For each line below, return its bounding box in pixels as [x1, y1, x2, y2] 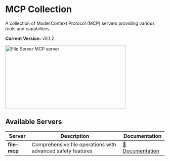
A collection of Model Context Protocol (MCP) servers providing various [5, 20, 155, 26]
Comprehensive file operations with [31, 141, 116, 148]
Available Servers [5, 118, 62, 126]
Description [60, 132, 90, 139]
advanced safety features [31, 147, 93, 154]
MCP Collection [5, 4, 72, 15]
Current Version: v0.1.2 [5, 35, 55, 41]
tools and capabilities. [5, 25, 51, 31]
